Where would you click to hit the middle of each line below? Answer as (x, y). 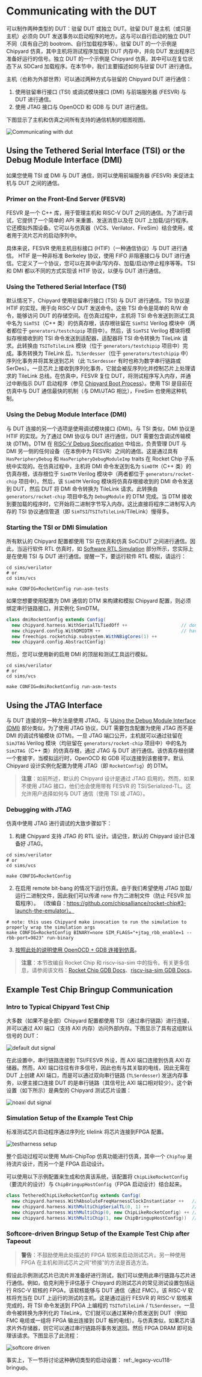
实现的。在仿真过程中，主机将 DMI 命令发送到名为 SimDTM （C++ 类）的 (104, 466)
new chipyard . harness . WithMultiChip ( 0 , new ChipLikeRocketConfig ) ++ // (105, 1212)
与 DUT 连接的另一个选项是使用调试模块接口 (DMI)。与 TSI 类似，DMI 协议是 (101, 428)
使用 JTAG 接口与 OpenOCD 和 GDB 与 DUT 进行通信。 (83, 107)
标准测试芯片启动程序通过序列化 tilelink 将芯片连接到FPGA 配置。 (87, 1132)
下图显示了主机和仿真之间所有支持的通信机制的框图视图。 (77, 119)
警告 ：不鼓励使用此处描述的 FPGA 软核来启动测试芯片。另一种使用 (103, 1255)
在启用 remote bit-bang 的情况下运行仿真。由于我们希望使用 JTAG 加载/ (103, 888)
